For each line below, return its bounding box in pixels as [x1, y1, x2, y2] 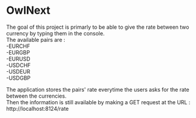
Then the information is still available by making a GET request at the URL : [6, 98, 191, 105]
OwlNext [6, 4, 51, 17]
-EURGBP [6, 49, 30, 56]
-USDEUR [6, 68, 31, 75]
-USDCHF [6, 61, 31, 69]
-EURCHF [6, 43, 31, 50]
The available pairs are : [6, 36, 66, 43]
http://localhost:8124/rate [6, 105, 69, 112]
